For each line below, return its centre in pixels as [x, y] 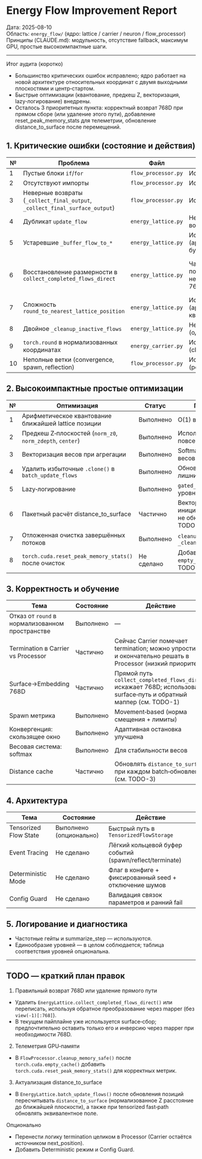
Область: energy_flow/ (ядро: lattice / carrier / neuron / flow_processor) [96, 33]
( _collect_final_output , [57, 200]
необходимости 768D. [43, 1034]
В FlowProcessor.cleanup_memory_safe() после [73, 1058]
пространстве [30, 631]
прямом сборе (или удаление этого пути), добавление [85, 114]
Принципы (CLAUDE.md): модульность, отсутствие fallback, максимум [97, 40]
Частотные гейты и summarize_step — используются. [83, 939]
